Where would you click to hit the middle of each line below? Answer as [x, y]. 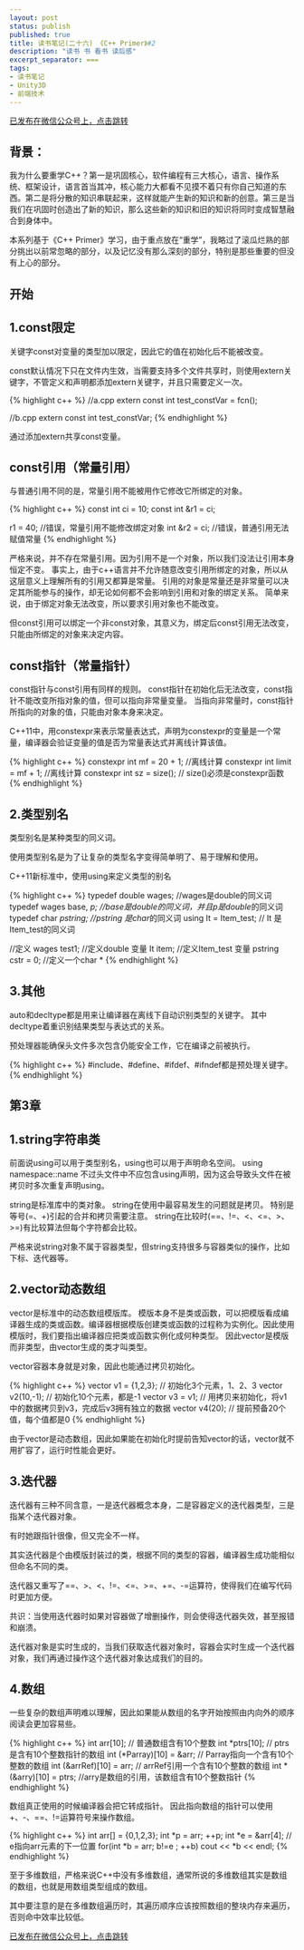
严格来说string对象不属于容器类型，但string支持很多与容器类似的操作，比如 [150, 1247]
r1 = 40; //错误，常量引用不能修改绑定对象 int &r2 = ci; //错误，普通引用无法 [149, 528]
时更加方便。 [33, 1596]
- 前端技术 [27, 93]
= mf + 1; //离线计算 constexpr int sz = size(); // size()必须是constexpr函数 [147, 773]
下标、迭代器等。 [41, 1257]
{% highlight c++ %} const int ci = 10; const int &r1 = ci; [112, 509]
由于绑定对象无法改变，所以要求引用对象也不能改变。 [124, 604]
